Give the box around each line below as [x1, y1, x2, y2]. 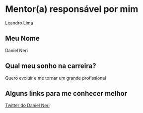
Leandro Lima [5, 20, 33, 26]
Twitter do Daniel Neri [5, 103, 50, 109]
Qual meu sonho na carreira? [5, 62, 96, 70]
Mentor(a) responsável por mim [5, 3, 139, 15]
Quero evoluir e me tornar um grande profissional [5, 75, 106, 81]
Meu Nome [5, 34, 40, 43]
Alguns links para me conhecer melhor [5, 89, 128, 98]
